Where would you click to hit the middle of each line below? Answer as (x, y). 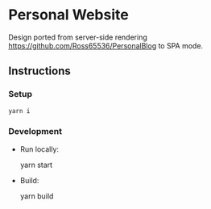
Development (35, 132)
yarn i (19, 111)
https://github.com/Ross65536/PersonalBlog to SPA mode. (106, 45)
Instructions (39, 71)
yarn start (36, 165)
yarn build (37, 196)
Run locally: (39, 149)
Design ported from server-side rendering (78, 37)
